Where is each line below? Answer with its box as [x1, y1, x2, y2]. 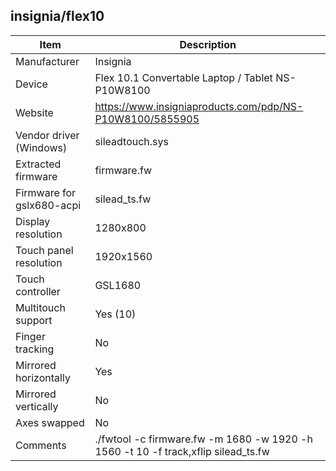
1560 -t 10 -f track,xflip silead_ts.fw [94, 444, 270, 458]
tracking [15, 342, 55, 356]
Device [15, 77, 48, 91]
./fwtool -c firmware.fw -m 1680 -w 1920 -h [94, 432, 313, 446]
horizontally [15, 370, 71, 384]
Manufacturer [15, 54, 80, 68]
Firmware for [15, 185, 77, 199]
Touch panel [15, 243, 74, 257]
